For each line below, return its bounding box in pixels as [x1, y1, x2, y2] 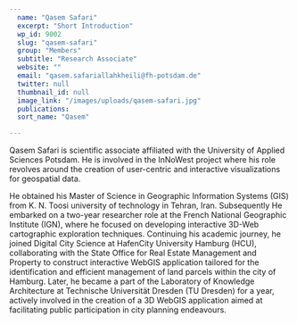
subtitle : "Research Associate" [17, 54, 138, 63]
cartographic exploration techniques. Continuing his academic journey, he [9, 228, 281, 239]
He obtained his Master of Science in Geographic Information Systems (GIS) [9, 191, 290, 202]
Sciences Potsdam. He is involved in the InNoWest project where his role [9, 154, 276, 165]
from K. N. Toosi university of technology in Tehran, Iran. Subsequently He [9, 200, 283, 211]
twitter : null [17, 79, 70, 88]
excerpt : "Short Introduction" [17, 21, 134, 30]
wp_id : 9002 [17, 29, 62, 38]
